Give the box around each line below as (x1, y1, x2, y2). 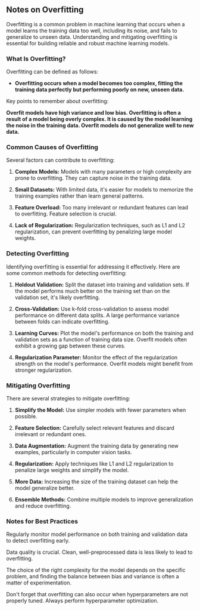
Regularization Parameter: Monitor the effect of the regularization (14, 353, 178, 361)
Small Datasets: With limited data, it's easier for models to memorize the (14, 186, 193, 193)
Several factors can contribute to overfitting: (6, 156, 115, 164)
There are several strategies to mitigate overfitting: (6, 395, 131, 402)
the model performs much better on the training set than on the (14, 287, 170, 294)
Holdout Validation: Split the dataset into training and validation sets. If (14, 281, 189, 288)
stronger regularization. (14, 366, 73, 374)
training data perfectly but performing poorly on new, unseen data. (14, 86, 185, 93)
